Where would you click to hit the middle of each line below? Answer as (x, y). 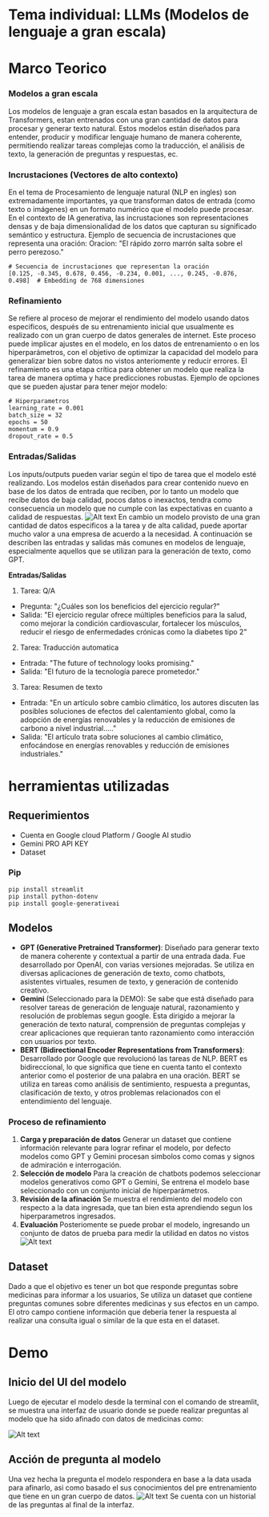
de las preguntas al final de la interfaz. (71, 1504)
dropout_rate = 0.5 (41, 436)
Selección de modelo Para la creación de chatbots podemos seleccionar (141, 1173)
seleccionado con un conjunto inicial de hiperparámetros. (114, 1190)
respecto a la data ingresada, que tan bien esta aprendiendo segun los (136, 1207)
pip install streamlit (46, 889)
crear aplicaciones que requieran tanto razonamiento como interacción (137, 1033)
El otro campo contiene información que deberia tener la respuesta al (122, 1311)
